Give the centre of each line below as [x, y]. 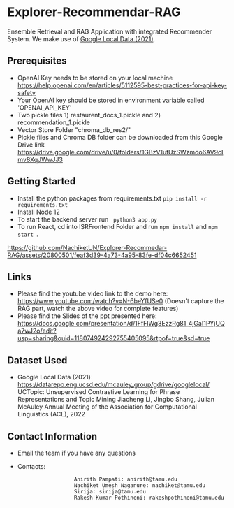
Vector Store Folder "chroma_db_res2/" [74, 129]
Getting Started [42, 181]
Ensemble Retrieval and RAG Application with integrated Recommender [110, 31]
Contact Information [52, 436]
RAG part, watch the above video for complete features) [98, 309]
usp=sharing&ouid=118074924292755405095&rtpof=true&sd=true [114, 338]
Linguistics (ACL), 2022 [51, 414]
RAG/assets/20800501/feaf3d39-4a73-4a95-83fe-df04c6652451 [102, 255]
